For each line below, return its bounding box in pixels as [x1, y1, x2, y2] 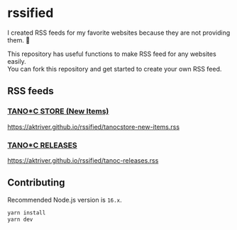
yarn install [7, 209, 46, 217]
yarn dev [7, 216, 33, 223]
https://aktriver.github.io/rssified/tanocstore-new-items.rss [7, 122, 180, 131]
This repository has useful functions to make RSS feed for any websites [7, 50, 216, 58]
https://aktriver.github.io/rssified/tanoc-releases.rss [7, 156, 159, 164]
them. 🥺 [7, 35, 31, 44]
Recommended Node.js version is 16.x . [7, 195, 122, 204]
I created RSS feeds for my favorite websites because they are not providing [7, 28, 231, 37]
